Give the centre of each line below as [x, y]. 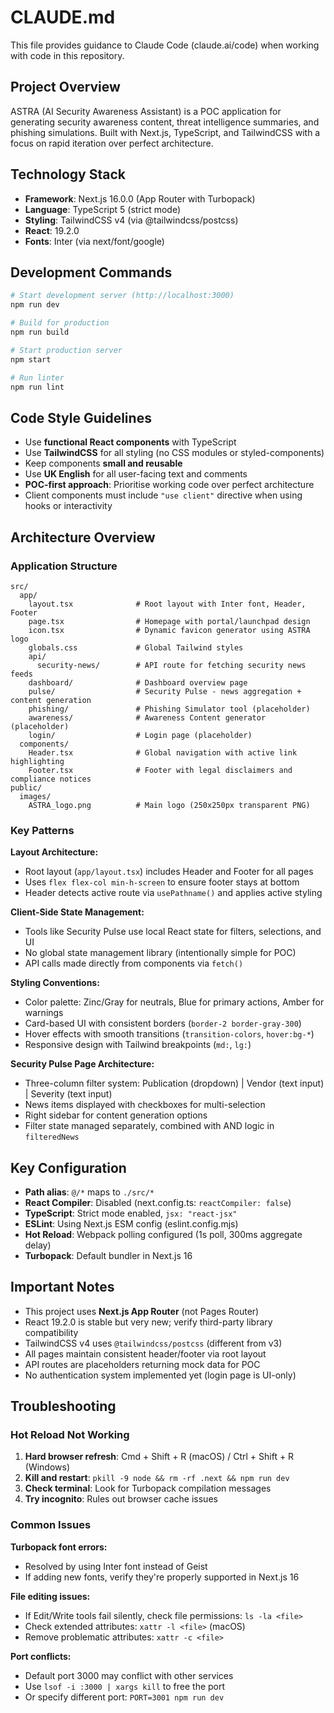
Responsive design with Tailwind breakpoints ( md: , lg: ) [138, 1045]
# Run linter [37, 377]
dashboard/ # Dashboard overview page [138, 682]
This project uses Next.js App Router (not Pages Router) [142, 1311]
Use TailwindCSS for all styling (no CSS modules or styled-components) [174, 453]
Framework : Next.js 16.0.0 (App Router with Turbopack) [140, 198]
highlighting [37, 761]
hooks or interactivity [68, 506]
